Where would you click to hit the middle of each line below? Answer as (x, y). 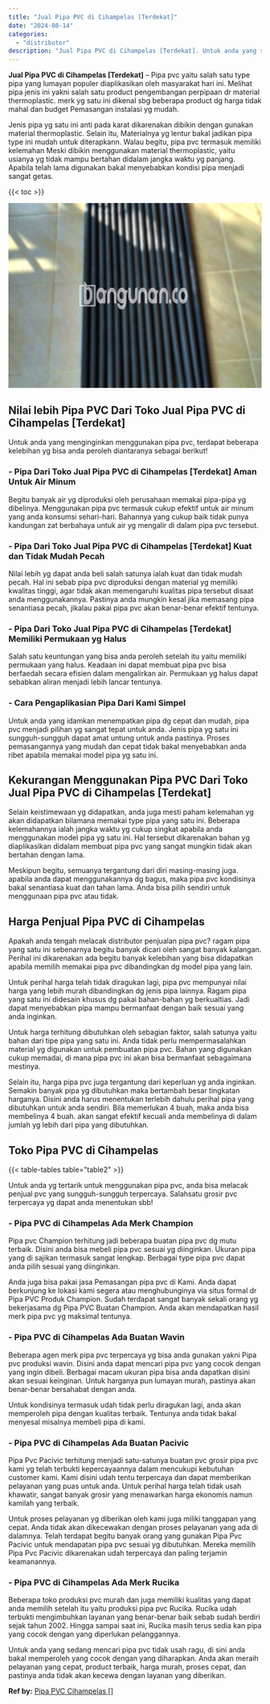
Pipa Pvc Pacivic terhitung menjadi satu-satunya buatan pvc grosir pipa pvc (133, 1460)
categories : (28, 34)
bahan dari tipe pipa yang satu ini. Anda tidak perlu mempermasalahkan (127, 1041)
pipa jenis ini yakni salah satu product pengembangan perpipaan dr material (134, 92)
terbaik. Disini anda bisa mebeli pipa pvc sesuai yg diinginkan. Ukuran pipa (132, 1249)
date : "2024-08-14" (41, 25)
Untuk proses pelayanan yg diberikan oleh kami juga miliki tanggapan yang (133, 1519)
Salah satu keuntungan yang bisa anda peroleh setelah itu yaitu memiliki (127, 656)
